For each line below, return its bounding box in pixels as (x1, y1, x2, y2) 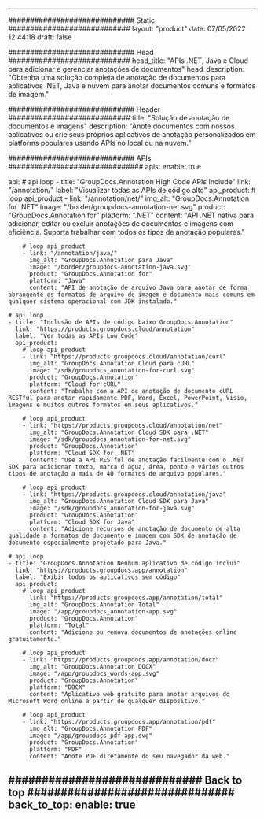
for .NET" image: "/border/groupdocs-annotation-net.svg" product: (8, 202, 225, 211)
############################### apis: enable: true (8, 162, 202, 171)
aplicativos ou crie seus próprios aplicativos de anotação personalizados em (8, 130, 256, 139)
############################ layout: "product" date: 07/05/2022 (8, 24, 246, 33)
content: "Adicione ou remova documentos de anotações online (28, 628, 237, 636)
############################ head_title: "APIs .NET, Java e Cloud (8, 56, 249, 65)
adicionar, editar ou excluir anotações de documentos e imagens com (8, 219, 234, 228)
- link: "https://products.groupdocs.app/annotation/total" (22, 594, 223, 602)
